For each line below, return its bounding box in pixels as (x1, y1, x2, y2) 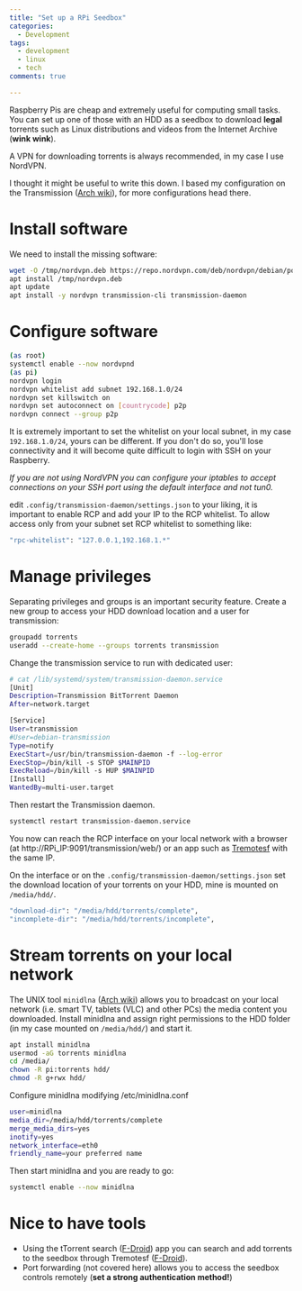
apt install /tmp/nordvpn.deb (9, 274, 123, 284)
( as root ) (9, 351, 47, 360)
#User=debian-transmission (9, 732, 111, 741)
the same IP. (9, 852, 56, 863)
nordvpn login (9, 376, 63, 386)
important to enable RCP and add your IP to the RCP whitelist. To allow (9, 509, 271, 520)
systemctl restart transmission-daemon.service (9, 817, 191, 826)
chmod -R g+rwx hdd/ (9, 1074, 87, 1083)
